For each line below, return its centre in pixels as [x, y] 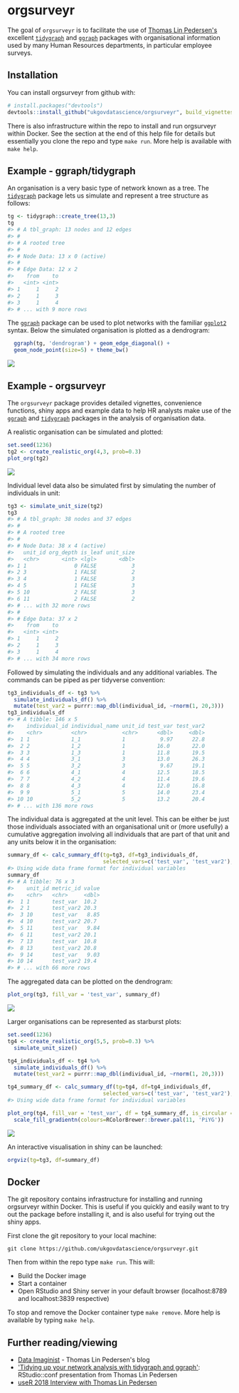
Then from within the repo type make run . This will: [81, 1262]
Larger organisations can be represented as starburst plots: [95, 1022]
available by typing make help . [51, 1320]
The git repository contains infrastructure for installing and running [105, 1199]
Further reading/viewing [63, 1343]
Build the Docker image [52, 1276]
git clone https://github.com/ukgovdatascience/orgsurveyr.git [103, 1249]
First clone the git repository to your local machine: [82, 1236]
